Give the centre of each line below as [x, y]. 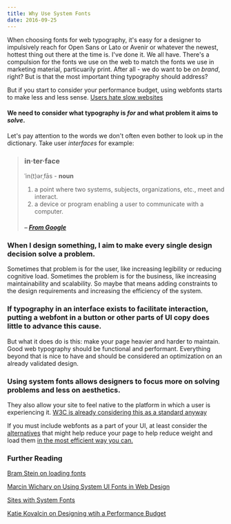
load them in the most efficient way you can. [70, 440]
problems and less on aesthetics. [64, 390]
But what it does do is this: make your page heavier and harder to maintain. [114, 341]
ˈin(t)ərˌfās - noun [49, 176]
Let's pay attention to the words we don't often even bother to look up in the [115, 135]
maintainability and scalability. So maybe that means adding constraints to [112, 283]
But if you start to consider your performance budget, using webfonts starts [115, 90]
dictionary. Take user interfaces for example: [71, 143]
